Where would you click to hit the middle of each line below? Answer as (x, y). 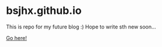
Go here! (17, 38)
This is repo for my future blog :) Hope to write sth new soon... (81, 27)
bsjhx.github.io (44, 11)
